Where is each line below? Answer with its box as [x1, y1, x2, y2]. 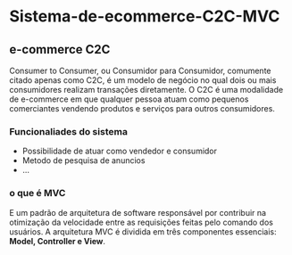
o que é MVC [9, 187, 66, 200]
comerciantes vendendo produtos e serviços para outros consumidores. [9, 103, 275, 113]
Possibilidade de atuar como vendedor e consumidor [21, 145, 217, 157]
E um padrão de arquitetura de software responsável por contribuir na [9, 207, 266, 218]
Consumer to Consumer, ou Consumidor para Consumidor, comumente [9, 65, 271, 76]
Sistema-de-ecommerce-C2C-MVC [9, 6, 280, 27]
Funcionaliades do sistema [9, 125, 128, 137]
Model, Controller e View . [9, 235, 105, 246]
